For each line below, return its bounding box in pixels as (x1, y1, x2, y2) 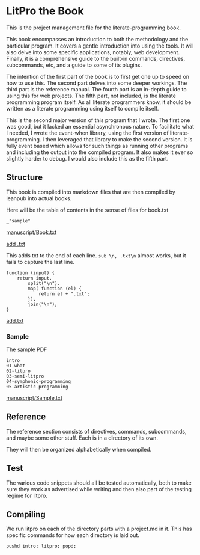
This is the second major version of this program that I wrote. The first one (6, 116, 190, 124)
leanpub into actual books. (6, 194, 72, 202)
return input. (17, 275, 52, 281)
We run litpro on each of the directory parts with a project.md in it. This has (6, 525, 192, 533)
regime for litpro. (6, 492, 48, 499)
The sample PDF (6, 346, 47, 353)
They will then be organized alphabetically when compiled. (6, 446, 152, 453)
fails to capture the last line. (6, 258, 75, 265)
